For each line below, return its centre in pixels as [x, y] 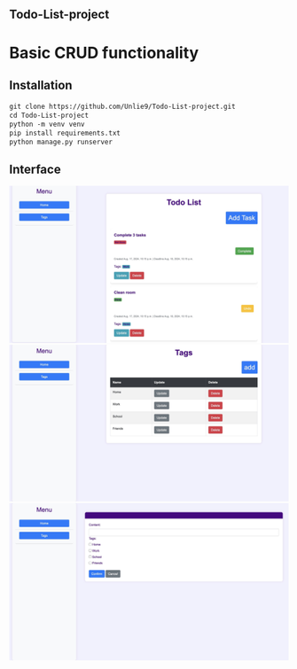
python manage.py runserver [61, 142]
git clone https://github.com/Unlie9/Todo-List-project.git [123, 107]
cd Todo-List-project [49, 116]
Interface [35, 169]
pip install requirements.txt [65, 133]
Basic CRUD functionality [104, 53]
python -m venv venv [47, 124]
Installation [41, 85]
